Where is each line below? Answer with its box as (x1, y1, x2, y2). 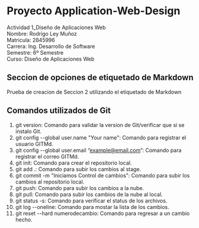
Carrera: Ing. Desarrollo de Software (7, 43, 95, 50)
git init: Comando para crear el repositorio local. (15, 159, 132, 166)
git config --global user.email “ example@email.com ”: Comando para (15, 147, 182, 154)
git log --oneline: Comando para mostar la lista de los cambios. (15, 203, 169, 210)
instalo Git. (15, 128, 42, 135)
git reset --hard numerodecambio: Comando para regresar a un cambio (15, 210, 190, 217)
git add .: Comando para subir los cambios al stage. (15, 165, 142, 173)
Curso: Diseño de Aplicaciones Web (7, 55, 95, 62)
